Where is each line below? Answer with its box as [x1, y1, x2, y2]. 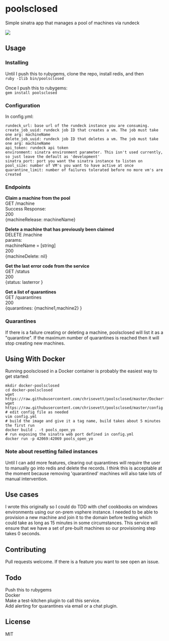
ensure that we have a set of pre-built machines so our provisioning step [5, 525, 156, 531]
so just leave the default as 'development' [5, 154, 100, 159]
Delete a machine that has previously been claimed [5, 226, 114, 233]
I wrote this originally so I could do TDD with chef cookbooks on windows [5, 504, 158, 510]
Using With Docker [5, 355, 65, 363]
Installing [5, 59, 29, 66]
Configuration [5, 102, 40, 109]
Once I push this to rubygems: [5, 84, 68, 91]
